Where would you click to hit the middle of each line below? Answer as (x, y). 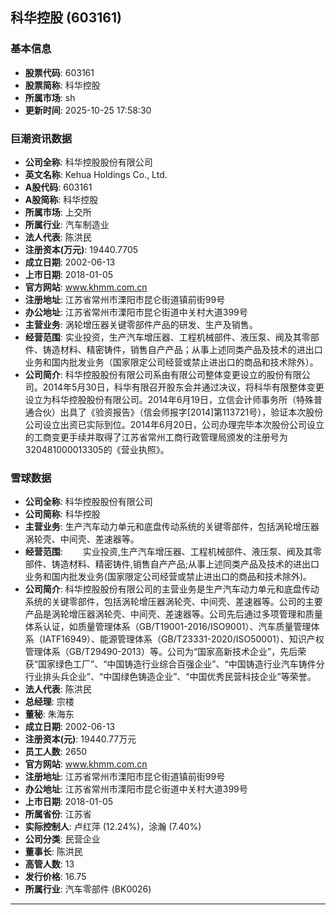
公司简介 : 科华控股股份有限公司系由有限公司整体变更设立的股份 (154, 374)
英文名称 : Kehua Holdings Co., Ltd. (96, 174)
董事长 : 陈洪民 (53, 852)
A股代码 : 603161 (58, 187)
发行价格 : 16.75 (55, 877)
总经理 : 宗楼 (49, 702)
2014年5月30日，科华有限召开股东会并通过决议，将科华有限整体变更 (183, 387)
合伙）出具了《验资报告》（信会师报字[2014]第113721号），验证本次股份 (178, 412)
